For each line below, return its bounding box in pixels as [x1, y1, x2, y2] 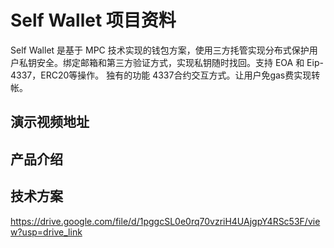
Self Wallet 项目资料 [10, 9, 177, 32]
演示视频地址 [10, 114, 90, 131]
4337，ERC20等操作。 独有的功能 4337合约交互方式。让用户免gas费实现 [10, 69, 312, 81]
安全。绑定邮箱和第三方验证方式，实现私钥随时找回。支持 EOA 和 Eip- [36, 56, 324, 68]
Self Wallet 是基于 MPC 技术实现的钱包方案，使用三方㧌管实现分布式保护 [10, 44, 310, 56]
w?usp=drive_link [10, 226, 83, 238]
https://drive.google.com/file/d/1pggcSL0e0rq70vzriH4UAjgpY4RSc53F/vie [10, 215, 321, 227]
